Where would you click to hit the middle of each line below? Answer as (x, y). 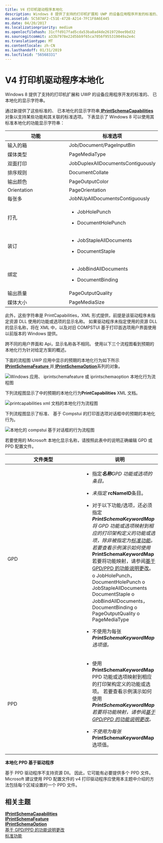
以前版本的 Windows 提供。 (33, 334)
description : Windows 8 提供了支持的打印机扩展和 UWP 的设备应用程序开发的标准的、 (82, 14)
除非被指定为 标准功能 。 (129, 540)
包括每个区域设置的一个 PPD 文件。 (44, 785)
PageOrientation (87, 190)
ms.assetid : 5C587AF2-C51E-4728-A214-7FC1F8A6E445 (57, 18)
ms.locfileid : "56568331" (31, 55)
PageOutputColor (89, 181)
